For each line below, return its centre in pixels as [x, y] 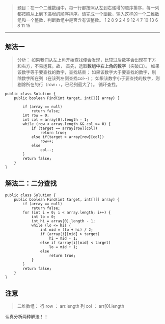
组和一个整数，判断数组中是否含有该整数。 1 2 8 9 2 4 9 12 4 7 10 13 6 [87, 20]
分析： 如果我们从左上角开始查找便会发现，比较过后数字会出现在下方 [86, 60]
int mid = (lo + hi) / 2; [67, 230]
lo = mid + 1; [63, 247]
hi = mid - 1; [63, 238]
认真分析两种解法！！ [27, 317]
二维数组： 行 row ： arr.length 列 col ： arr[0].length [70, 306]
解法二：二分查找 [31, 184]
